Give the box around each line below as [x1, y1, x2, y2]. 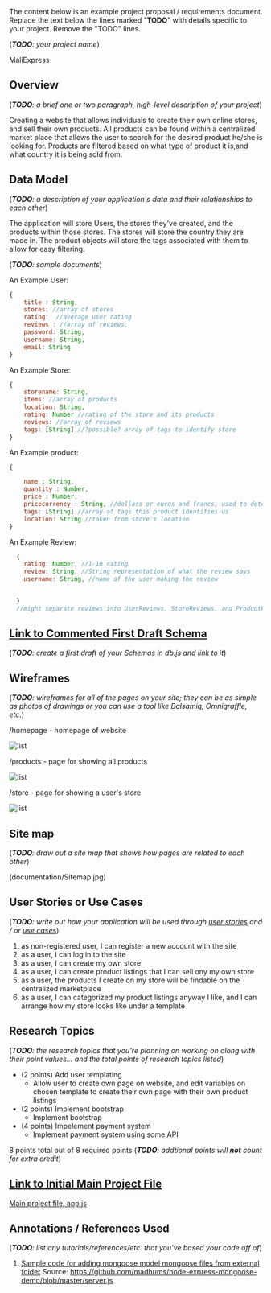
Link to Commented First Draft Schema [9, 627, 207, 640]
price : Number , [23, 492, 79, 501]
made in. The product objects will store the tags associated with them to [9, 235, 248, 245]
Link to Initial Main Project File [9, 1177, 162, 1191]
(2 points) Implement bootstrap [20, 1104, 124, 1114]
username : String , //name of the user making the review [23, 575, 219, 583]
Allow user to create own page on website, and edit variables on [32, 1078, 246, 1088]
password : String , [23, 328, 85, 336]
